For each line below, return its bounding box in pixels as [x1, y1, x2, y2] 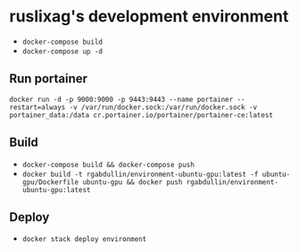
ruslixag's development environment [9, 6, 289, 27]
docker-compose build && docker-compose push [21, 160, 195, 169]
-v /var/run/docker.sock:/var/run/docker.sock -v [69, 103, 257, 112]
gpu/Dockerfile [21, 177, 79, 187]
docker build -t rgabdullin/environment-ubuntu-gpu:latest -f [21, 170, 259, 179]
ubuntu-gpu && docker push [82, 177, 183, 187]
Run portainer [9, 71, 87, 87]
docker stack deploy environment [21, 235, 147, 244]
